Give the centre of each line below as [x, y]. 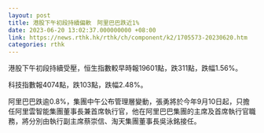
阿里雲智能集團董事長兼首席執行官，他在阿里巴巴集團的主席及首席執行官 [132, 112]
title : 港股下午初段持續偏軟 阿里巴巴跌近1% [74, 23]
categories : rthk [37, 45]
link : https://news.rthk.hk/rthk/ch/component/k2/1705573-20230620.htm [128, 37]
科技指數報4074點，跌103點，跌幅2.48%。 [78, 85]
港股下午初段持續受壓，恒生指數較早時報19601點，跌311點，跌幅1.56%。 [125, 68]
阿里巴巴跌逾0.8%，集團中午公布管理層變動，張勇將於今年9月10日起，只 [126, 102]
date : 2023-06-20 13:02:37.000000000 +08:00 [82, 30]
